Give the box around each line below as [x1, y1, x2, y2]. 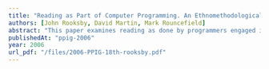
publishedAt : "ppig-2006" [8, 33, 94, 42]
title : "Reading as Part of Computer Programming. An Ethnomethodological [8, 11, 263, 20]
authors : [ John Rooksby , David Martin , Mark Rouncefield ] [8, 19, 206, 27]
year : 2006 [8, 41, 45, 49]
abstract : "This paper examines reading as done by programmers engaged [8, 26, 256, 34]
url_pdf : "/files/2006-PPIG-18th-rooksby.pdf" [8, 48, 167, 56]
